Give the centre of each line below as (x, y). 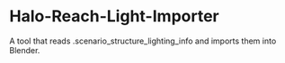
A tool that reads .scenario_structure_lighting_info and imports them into (143, 41)
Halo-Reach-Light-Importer (114, 16)
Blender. (25, 50)
